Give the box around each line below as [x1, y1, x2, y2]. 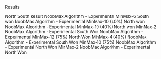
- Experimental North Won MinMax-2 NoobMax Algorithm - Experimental [5, 44, 150, 50]
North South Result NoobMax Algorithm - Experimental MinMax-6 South [5, 14, 149, 19]
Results [5, 4, 20, 10]
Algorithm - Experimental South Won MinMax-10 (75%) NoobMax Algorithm [5, 39, 156, 45]
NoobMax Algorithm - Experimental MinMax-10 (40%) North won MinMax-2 [5, 24, 157, 29]
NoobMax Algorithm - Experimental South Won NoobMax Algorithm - [5, 29, 143, 34]
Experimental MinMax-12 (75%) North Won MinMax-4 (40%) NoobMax [5, 34, 147, 40]
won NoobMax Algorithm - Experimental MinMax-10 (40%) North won [5, 19, 145, 24]
